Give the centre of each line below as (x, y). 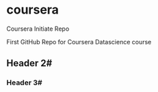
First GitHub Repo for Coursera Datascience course (79, 42)
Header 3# (24, 82)
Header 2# (29, 63)
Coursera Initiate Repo (38, 29)
